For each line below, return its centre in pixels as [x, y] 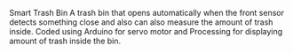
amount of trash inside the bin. [65, 41]
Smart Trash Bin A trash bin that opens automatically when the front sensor [146, 13]
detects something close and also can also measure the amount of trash [141, 22]
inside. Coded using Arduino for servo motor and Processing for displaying [146, 31]
